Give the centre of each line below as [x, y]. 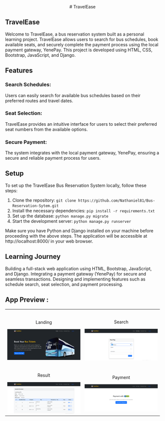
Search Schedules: [28, 85]
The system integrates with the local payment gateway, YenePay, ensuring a [82, 153]
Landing [44, 322]
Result [44, 375]
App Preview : [27, 300]
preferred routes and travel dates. [39, 101]
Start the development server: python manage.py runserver [72, 221]
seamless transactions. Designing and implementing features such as [75, 279]
